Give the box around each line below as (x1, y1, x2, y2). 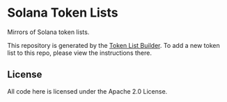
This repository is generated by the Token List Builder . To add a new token (7, 41, 221, 49)
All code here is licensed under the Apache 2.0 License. (7, 87, 168, 95)
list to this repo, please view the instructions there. (7, 49, 152, 57)
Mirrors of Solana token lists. (7, 28, 90, 36)
